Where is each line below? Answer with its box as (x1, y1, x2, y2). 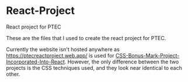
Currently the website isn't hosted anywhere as (6, 45, 120, 53)
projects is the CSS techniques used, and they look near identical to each (6, 64, 182, 71)
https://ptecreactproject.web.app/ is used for (6, 52, 115, 59)
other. (6, 70, 20, 77)
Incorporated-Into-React (6, 58, 65, 65)
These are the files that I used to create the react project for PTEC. (6, 34, 166, 41)
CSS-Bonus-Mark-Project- (116, 52, 180, 59)
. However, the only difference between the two (64, 58, 179, 65)
